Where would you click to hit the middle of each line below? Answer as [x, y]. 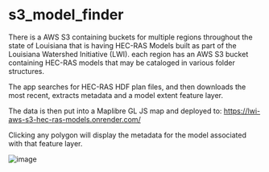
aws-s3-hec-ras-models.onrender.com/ [74, 119]
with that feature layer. [46, 143]
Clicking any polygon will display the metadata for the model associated [128, 135]
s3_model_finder [66, 15]
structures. [26, 71]
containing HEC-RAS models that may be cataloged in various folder [122, 63]
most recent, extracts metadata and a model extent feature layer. [116, 95]
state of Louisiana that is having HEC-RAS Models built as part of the [122, 45]
